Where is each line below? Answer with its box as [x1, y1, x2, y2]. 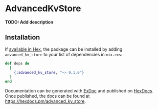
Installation [5, 33, 40, 42]
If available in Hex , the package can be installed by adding [5, 46, 123, 52]
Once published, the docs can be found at [5, 93, 90, 99]
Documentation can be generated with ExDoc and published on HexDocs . [5, 88, 154, 94]
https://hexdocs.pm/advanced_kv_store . [5, 98, 86, 104]
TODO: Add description [5, 19, 54, 25]
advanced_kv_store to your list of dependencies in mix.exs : [5, 51, 123, 57]
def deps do [5, 61, 29, 66]
